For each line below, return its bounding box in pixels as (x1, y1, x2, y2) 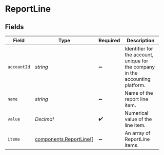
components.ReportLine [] (35, 136, 94, 142)
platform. (124, 82, 145, 88)
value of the (124, 116, 152, 122)
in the (124, 69, 138, 76)
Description (126, 37, 155, 44)
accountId (7, 64, 30, 69)
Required (98, 37, 121, 44)
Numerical (124, 110, 149, 116)
